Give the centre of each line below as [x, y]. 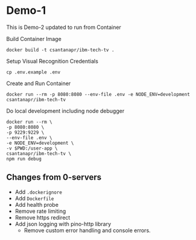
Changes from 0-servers [54, 178]
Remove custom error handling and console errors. [87, 230]
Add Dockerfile [34, 198]
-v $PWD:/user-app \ [32, 148]
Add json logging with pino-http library [63, 224]
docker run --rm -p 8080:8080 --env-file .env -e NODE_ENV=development [98, 94]
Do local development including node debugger [65, 111]
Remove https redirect [43, 217]
